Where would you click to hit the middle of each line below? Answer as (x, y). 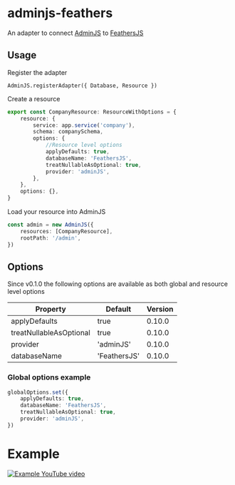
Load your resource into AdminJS (57, 211)
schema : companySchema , (68, 132)
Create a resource (34, 98)
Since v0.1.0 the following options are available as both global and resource (118, 284)
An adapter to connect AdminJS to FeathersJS (75, 33)
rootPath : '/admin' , (51, 238)
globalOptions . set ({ (38, 392)
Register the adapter (37, 72)
